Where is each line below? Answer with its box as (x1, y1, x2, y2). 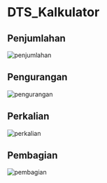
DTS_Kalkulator (7, 4, 100, 20)
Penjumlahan (7, 32, 66, 44)
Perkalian (7, 111, 50, 122)
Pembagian (7, 149, 58, 162)
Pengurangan (7, 71, 68, 83)
